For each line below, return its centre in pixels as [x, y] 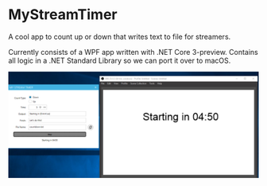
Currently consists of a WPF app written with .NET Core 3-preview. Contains [133, 52]
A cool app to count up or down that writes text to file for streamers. [120, 37]
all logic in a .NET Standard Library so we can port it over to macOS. [120, 60]
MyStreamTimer [63, 15]
